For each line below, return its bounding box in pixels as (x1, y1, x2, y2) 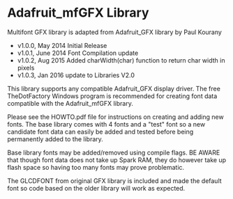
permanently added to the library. (7, 134, 103, 143)
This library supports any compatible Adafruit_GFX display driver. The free (7, 84, 221, 93)
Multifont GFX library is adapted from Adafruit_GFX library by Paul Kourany (7, 28, 222, 36)
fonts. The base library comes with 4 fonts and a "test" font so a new (7, 120, 206, 128)
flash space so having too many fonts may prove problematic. (7, 163, 185, 171)
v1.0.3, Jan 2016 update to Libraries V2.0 (17, 71, 135, 79)
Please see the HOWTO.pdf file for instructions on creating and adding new (7, 113, 225, 121)
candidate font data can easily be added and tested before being (7, 127, 194, 136)
